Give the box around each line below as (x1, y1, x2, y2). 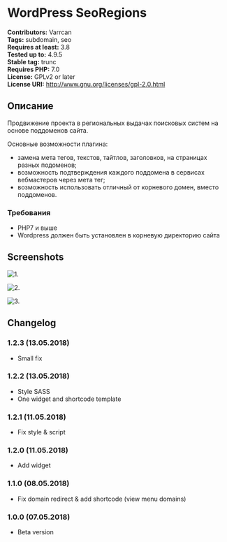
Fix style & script (17, 428, 66, 437)
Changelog (7, 317, 57, 329)
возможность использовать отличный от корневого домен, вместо (17, 183, 219, 191)
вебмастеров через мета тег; (17, 175, 105, 184)
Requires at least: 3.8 (7, 43, 70, 51)
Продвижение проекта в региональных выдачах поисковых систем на (7, 119, 219, 127)
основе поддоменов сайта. (7, 126, 89, 134)
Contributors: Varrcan (7, 28, 72, 36)
